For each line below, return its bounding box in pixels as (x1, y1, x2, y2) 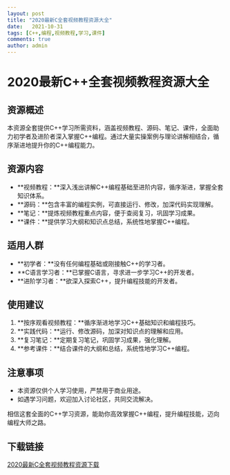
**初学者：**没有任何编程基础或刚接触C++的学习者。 (17, 259, 169, 267)
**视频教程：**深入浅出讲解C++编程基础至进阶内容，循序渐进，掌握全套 (17, 183, 224, 191)
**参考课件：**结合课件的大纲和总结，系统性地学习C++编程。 (17, 344, 193, 353)
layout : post (7, 10, 45, 17)
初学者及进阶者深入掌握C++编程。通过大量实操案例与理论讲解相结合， (12, 132, 213, 141)
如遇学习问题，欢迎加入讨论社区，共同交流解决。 (17, 395, 157, 404)
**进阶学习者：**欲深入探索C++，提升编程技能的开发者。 (17, 276, 182, 285)
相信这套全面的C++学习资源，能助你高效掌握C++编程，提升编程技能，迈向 (7, 410, 220, 418)
